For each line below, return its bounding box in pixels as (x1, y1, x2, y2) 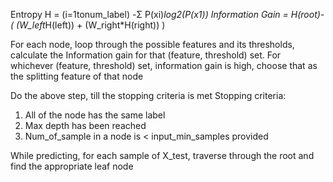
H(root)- (290, 9, 325, 20)
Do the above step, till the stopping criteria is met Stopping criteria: (10, 90, 287, 101)
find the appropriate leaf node (10, 160, 134, 172)
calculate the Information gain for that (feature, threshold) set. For (10, 49, 282, 61)
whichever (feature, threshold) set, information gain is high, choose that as (10, 60, 318, 71)
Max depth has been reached (24, 120, 147, 131)
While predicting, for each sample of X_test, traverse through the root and (10, 150, 315, 161)
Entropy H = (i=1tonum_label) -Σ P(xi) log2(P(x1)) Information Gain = (10, 9, 289, 20)
